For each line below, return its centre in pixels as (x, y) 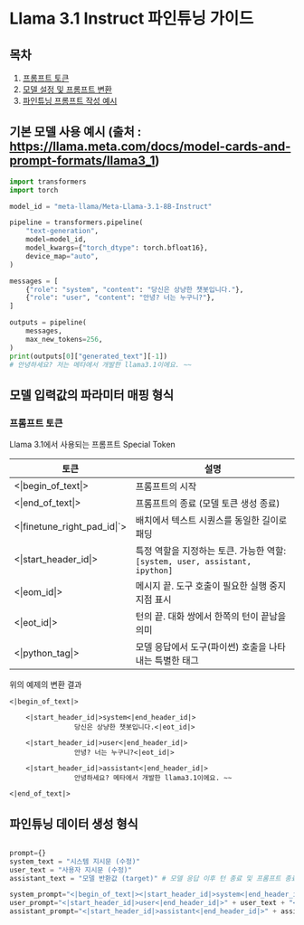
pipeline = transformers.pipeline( (76, 222)
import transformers (48, 182)
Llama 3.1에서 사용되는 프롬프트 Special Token (93, 445)
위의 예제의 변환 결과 (46, 684)
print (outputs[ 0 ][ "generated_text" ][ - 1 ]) (89, 356)
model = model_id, (57, 240)
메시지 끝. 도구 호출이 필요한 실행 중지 (211, 586)
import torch (34, 190)
